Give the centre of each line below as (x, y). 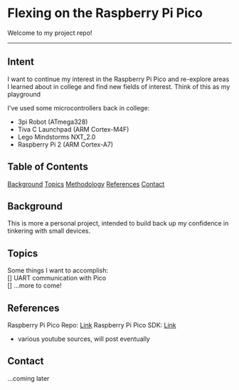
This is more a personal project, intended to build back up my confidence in (118, 223)
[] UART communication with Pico (57, 278)
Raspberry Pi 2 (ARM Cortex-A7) (65, 144)
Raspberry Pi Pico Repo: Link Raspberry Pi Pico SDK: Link (92, 325)
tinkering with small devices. (49, 231)
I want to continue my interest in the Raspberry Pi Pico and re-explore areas (118, 79)
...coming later (28, 378)
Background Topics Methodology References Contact (86, 184)
